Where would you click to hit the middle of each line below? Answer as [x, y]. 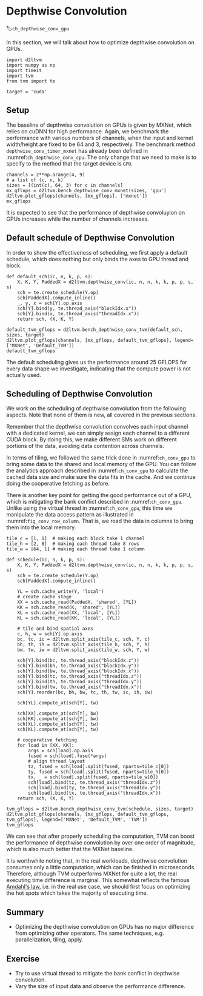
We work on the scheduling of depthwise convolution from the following [96, 409]
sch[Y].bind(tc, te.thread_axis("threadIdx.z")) [80, 677]
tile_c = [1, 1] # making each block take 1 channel [76, 539]
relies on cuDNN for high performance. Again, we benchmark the [88, 131]
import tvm [20, 76]
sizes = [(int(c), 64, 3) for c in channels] [65, 185]
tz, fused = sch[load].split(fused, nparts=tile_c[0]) [99, 767]
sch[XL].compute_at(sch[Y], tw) [58, 724]
